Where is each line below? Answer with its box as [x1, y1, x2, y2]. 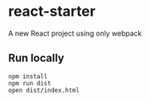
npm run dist [8, 79, 52, 87]
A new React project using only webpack [8, 28, 142, 38]
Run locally [8, 51, 65, 65]
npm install [8, 72, 48, 81]
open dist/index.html [8, 86, 80, 94]
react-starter [8, 2, 96, 21]
